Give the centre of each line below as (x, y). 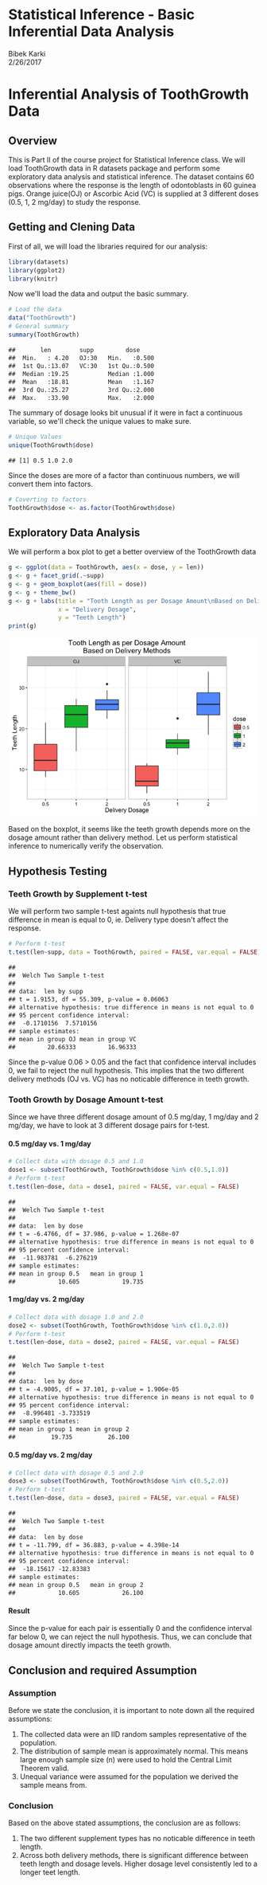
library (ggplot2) (37, 270)
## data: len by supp (46, 991)
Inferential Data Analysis (91, 31)
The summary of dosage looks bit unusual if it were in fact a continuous (126, 413)
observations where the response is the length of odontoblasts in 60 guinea (132, 185)
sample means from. (53, 1785)
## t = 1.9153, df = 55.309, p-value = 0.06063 (89, 999)
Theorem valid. (44, 1768)
